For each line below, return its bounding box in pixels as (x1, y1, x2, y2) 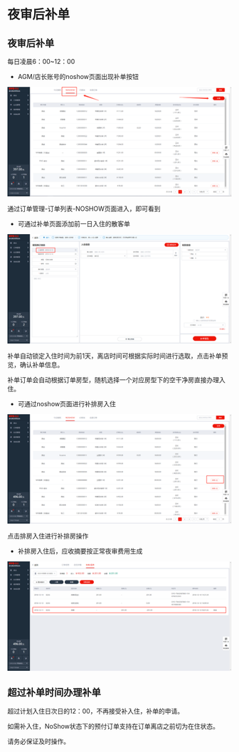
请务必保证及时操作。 (7, 737, 70, 746)
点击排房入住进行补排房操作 (7, 531, 89, 540)
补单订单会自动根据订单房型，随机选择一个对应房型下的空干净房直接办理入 (7, 375, 225, 384)
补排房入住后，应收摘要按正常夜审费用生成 (17, 546, 143, 555)
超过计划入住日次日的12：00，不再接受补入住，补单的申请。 (7, 706, 184, 715)
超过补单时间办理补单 (7, 687, 101, 699)
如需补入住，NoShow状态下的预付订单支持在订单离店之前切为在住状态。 (7, 721, 219, 730)
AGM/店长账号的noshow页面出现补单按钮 (17, 73, 139, 80)
